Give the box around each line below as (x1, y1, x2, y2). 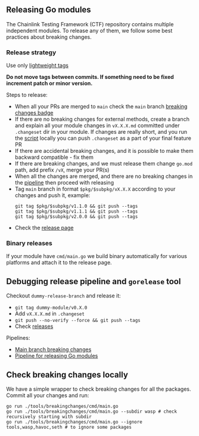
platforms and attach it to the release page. (6, 259, 112, 266)
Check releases (14, 323, 54, 330)
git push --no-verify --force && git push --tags (14, 318, 141, 324)
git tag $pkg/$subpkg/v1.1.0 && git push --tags (14, 203, 138, 210)
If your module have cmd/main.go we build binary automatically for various (6, 253, 188, 260)
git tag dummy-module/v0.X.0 (14, 305, 88, 311)
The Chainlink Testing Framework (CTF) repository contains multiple (6, 20, 174, 27)
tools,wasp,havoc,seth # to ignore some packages (6, 424, 132, 431)
